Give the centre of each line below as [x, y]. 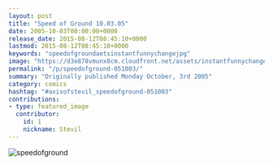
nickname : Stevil [52, 129]
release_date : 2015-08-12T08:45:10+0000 [78, 39]
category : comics [38, 84]
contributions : [34, 99]
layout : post [30, 16]
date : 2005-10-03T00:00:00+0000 [63, 31]
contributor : [38, 115]
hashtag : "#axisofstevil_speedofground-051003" [91, 91]
